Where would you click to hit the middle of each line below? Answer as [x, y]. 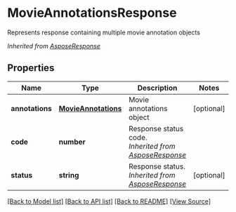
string [69, 175]
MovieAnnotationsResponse [92, 13]
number [72, 142]
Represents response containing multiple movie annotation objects [104, 32]
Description [157, 88]
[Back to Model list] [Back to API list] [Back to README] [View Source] [109, 201]
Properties [31, 68]
